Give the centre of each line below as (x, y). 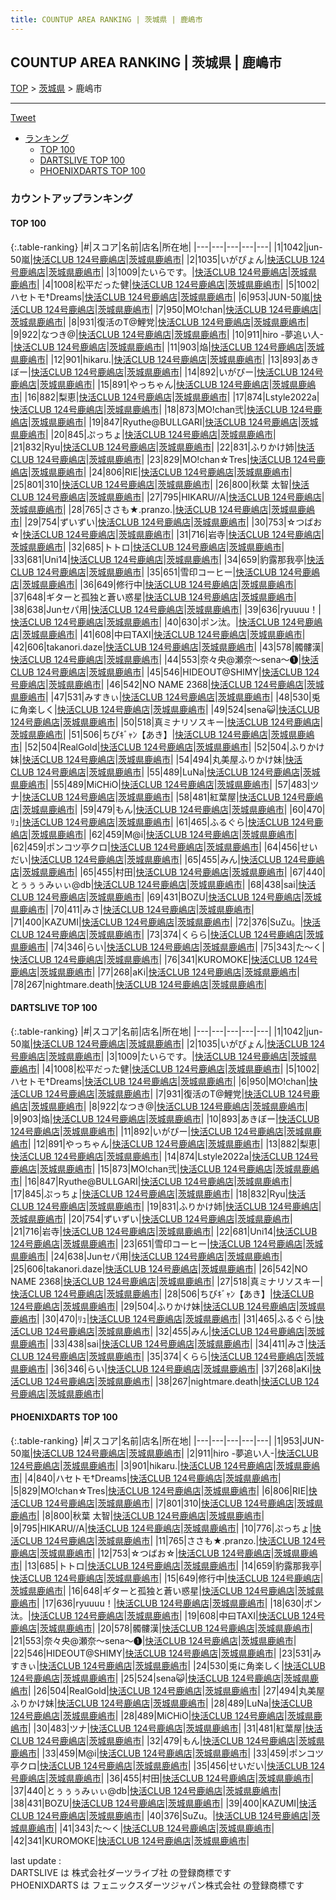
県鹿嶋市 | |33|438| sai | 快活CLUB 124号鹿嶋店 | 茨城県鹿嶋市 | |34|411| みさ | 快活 (168, 1343)
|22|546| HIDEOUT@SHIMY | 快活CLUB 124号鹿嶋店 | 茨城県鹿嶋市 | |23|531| (161, 1653)
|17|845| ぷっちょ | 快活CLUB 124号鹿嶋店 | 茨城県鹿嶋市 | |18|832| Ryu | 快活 (158, 1193)
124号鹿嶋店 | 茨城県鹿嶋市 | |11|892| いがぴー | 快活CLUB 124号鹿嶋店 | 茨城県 (161, 1131)
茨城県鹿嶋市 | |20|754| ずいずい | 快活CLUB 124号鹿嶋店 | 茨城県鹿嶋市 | (151, 1218)
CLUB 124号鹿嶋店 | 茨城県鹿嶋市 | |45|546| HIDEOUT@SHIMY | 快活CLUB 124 (165, 672)
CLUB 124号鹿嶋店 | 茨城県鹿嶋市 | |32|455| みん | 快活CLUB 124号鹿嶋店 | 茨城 (171, 1331)
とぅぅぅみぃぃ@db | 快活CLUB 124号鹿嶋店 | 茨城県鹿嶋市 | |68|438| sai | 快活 (163, 884)
